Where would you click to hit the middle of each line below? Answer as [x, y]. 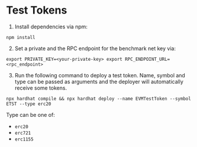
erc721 [23, 133]
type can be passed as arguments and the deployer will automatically [99, 81]
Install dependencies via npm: [51, 27]
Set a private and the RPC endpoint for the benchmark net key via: [95, 48]
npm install [21, 37]
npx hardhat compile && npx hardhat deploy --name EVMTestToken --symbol [99, 99]
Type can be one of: [30, 115]
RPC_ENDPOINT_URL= [147, 59]
